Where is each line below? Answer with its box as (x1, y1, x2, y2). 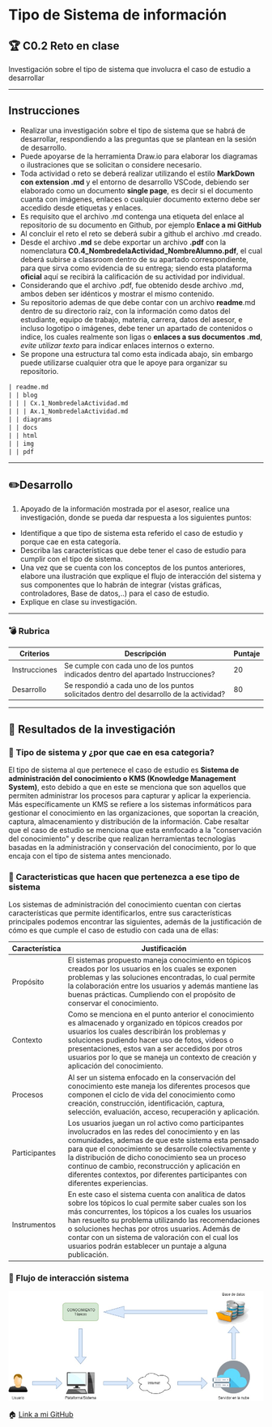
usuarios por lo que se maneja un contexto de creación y (67, 1052, 257, 1062)
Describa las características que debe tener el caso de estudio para (19, 545, 247, 555)
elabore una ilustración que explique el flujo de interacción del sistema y (19, 571, 261, 580)
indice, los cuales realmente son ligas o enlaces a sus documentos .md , (19, 332, 263, 342)
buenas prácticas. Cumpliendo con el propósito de (67, 990, 236, 1000)
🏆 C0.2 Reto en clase (8, 39, 120, 53)
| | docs (8, 423, 38, 431)
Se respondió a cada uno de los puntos (64, 680, 194, 690)
